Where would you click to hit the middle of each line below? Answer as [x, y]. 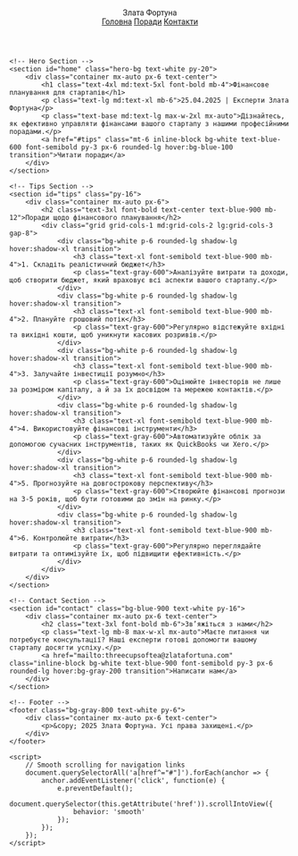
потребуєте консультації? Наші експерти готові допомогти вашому [133, 640]
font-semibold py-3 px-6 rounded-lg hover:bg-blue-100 [129, 147]
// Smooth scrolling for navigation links [105, 765]
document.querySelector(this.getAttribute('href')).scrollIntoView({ [141, 804]
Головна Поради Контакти [150, 22]
